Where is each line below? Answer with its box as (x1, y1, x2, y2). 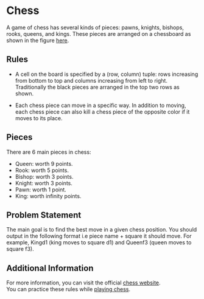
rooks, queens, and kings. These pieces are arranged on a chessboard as (6, 30, 191, 37)
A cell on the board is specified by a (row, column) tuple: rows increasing (15, 70, 199, 78)
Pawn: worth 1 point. (15, 186, 67, 193)
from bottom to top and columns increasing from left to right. (15, 77, 167, 84)
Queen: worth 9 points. (15, 160, 73, 167)
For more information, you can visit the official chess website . (6, 279, 161, 286)
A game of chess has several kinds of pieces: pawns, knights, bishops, (6, 24, 185, 31)
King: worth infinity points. (15, 192, 82, 199)
